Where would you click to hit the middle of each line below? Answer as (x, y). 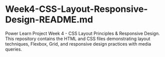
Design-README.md (49, 20)
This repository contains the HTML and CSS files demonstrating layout (78, 39)
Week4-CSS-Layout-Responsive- (76, 9)
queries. (14, 49)
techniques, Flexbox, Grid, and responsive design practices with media (78, 44)
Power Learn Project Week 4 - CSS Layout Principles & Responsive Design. (82, 33)
